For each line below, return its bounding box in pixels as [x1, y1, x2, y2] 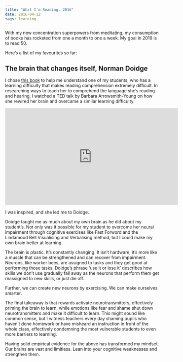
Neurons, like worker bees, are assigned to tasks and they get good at [5, 260, 148, 266]
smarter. [5, 290, 22, 296]
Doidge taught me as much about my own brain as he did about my [5, 219, 142, 225]
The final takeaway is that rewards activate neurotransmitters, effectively [5, 300, 153, 306]
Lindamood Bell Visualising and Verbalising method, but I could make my [5, 235, 153, 241]
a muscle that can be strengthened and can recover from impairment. [5, 254, 146, 260]
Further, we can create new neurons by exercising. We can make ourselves [5, 285, 158, 291]
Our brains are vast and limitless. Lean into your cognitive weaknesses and [5, 346, 157, 352]
